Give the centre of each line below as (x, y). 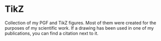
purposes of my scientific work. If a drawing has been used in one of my (79, 28)
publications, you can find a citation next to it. (51, 33)
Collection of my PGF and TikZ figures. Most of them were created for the (80, 23)
